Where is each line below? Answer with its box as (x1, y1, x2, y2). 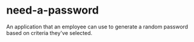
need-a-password (6, 4, 99, 17)
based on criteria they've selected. (6, 29, 93, 36)
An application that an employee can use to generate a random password (6, 23, 189, 30)
